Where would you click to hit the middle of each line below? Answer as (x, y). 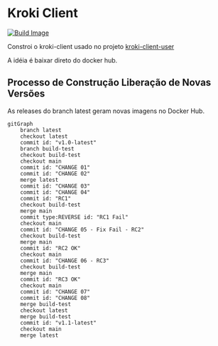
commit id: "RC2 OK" (50, 248)
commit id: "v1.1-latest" (59, 323)
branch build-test (47, 148)
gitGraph (20, 124)
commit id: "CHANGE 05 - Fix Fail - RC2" (82, 229)
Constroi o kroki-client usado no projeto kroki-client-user (91, 46)
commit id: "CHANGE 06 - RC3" (65, 261)
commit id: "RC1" (46, 198)
